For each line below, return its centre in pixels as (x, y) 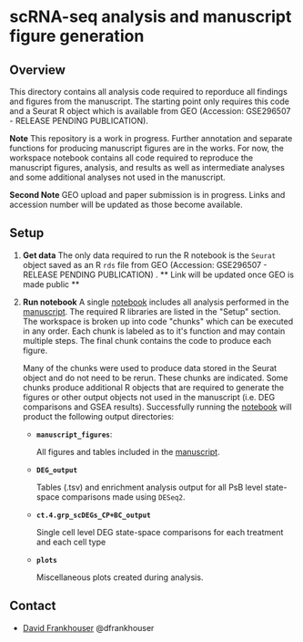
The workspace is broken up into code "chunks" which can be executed (158, 321)
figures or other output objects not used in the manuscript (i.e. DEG (149, 397)
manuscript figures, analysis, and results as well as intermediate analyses (147, 167)
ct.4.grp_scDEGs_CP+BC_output (94, 515)
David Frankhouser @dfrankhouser (88, 627)
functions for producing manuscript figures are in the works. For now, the (146, 148)
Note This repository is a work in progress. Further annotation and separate (151, 138)
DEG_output (57, 470)
